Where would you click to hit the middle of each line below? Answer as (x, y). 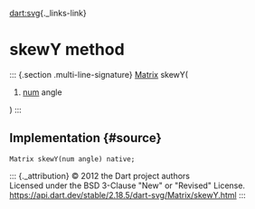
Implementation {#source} (86, 138)
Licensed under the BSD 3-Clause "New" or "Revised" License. (127, 185)
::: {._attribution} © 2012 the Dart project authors (99, 176)
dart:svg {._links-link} (48, 13)
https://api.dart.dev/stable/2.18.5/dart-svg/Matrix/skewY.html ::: (127, 195)
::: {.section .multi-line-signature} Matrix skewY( (99, 74)
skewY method (67, 50)
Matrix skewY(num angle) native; (72, 159)
